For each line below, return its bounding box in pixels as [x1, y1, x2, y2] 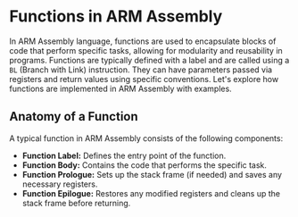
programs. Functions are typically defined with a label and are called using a [9, 54, 290, 65]
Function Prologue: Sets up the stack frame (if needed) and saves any [21, 169, 283, 179]
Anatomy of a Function [9, 109, 138, 124]
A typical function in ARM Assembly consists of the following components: [9, 132, 284, 144]
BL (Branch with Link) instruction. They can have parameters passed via [9, 64, 273, 75]
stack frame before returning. [21, 197, 131, 208]
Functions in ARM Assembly [9, 6, 223, 27]
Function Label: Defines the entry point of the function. [21, 150, 227, 161]
